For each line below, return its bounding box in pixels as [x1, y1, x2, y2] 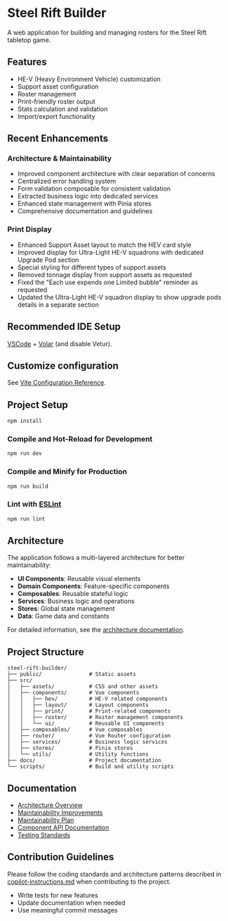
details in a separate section [17, 300, 100, 309]
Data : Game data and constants [17, 612, 110, 621]
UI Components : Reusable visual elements [17, 575, 141, 583]
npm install [7, 417, 42, 425]
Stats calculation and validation [17, 104, 108, 113]
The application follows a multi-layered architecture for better [7, 554, 185, 562]
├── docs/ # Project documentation [7, 757, 161, 764]
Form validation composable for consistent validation [17, 184, 171, 193]
